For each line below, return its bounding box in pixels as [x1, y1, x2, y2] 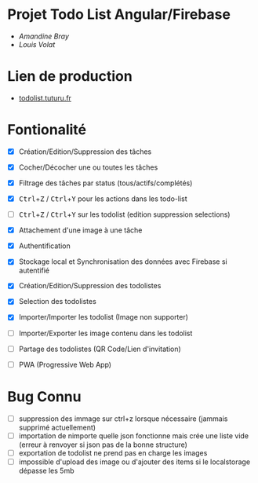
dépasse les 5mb [18, 466, 75, 475]
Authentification [18, 241, 71, 251]
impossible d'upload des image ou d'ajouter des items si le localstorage [18, 457, 251, 467]
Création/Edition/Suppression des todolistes [18, 281, 162, 291]
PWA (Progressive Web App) [18, 360, 111, 369]
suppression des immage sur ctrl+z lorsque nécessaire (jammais [18, 414, 228, 423]
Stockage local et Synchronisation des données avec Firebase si [18, 257, 228, 266]
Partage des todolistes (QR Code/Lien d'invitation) [18, 344, 181, 353]
